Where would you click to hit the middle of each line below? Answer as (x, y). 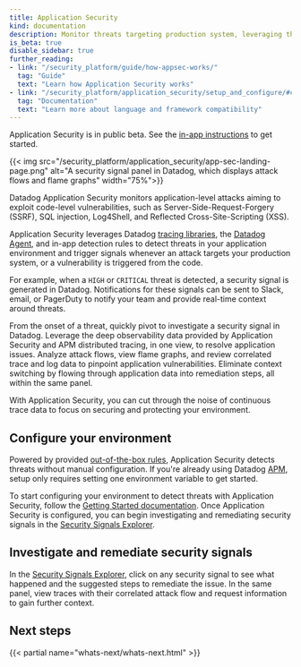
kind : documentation (48, 26)
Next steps (40, 631)
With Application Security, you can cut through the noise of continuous (140, 400)
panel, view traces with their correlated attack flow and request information (148, 593)
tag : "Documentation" (58, 101)
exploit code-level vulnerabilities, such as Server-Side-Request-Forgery (142, 208)
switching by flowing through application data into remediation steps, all (142, 373)
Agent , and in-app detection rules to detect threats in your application (138, 244)
